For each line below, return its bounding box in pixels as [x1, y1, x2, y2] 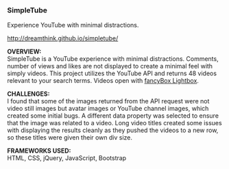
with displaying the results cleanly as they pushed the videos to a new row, [7, 126, 219, 135]
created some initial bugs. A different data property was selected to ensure [7, 112, 219, 120]
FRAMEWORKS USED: [7, 146, 71, 155]
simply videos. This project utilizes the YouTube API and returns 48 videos [7, 69, 217, 77]
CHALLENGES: [7, 90, 50, 98]
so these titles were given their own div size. [7, 133, 132, 142]
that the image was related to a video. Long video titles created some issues [7, 119, 222, 127]
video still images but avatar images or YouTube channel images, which [7, 105, 209, 113]
